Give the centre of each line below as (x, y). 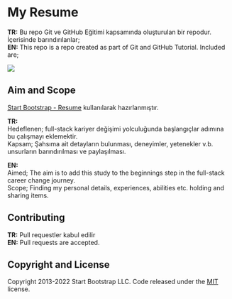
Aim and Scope (42, 91)
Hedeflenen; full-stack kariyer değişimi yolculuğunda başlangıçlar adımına (116, 129)
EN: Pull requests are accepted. (54, 242)
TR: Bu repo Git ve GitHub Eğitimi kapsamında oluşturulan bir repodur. (109, 32)
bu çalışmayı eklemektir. (43, 136)
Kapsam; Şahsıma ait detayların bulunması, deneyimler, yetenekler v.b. (110, 143)
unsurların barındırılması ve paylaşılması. (67, 151)
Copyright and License (59, 265)
